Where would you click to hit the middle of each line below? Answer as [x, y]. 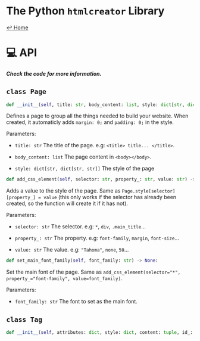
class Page [26, 92]
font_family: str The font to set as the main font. [76, 302]
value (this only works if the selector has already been [110, 197]
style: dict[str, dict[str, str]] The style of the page [85, 169]
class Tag [24, 319]
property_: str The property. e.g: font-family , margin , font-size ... [97, 238]
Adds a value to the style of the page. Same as [63, 191]
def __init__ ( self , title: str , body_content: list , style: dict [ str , [96, 105]
